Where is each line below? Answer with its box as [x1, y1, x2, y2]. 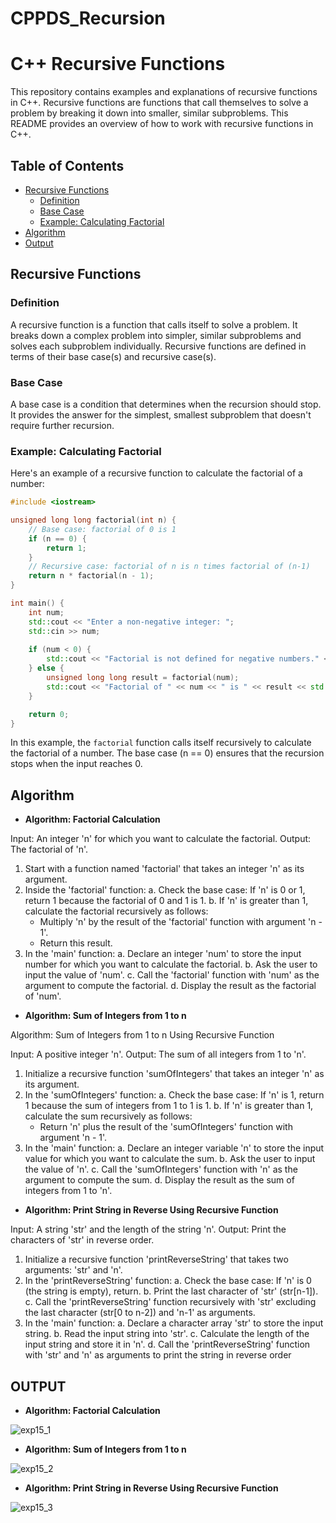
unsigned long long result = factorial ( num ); [46, 673, 240, 683]
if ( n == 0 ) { [28, 533, 87, 544]
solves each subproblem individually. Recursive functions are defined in [10, 340, 307, 352]
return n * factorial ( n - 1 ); [28, 571, 155, 581]
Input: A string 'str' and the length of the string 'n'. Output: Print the [10, 1223, 287, 1236]
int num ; [28, 607, 65, 617]
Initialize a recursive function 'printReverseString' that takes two [24, 1253, 289, 1266]
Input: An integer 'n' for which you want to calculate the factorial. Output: [10, 833, 312, 845]
